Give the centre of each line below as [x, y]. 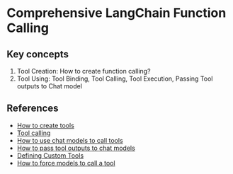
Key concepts [38, 54]
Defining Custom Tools [50, 155]
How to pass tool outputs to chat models [76, 148]
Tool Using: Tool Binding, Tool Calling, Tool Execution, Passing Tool [115, 79]
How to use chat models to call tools [70, 140]
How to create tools [46, 125]
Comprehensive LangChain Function [116, 13]
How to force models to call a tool [66, 163]
